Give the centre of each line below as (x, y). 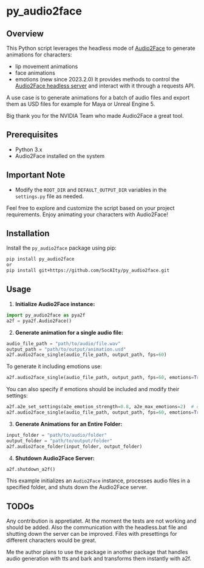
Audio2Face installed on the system (60, 156)
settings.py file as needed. (49, 196)
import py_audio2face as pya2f (46, 315)
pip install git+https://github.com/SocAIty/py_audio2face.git (88, 271)
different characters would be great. (51, 540)
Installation (28, 234)
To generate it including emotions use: (54, 366)
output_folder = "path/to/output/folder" (59, 441)
